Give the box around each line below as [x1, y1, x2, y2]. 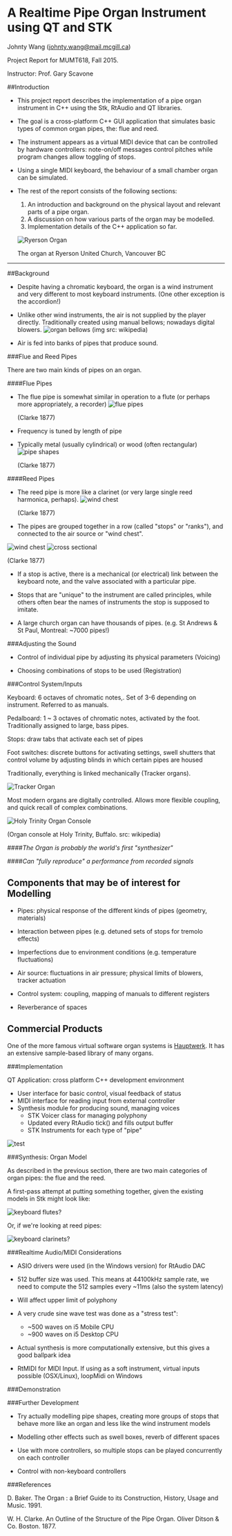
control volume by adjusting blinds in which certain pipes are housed [7, 756, 203, 764]
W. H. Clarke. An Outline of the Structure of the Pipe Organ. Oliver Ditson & [7, 1515, 220, 1523]
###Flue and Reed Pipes [7, 352, 77, 360]
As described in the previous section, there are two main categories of [7, 1166, 208, 1174]
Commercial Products [7, 1023, 103, 1035]
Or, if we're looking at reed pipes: [7, 1221, 102, 1230]
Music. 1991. [7, 1501, 43, 1509]
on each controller [17, 1454, 70, 1462]
